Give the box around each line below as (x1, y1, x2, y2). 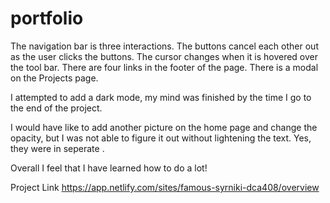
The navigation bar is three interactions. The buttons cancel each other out (10, 40, 319, 52)
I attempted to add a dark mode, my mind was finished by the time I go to (10, 91, 312, 103)
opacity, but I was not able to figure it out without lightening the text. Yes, (10, 132, 312, 144)
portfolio (10, 7, 84, 30)
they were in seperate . (10, 142, 105, 154)
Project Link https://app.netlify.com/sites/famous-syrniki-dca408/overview (10, 181, 320, 193)
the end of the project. (10, 102, 103, 114)
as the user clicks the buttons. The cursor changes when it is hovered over (10, 50, 319, 62)
